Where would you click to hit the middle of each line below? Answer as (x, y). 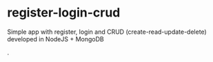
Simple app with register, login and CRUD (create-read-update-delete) (107, 32)
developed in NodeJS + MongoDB (56, 39)
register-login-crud (64, 13)
